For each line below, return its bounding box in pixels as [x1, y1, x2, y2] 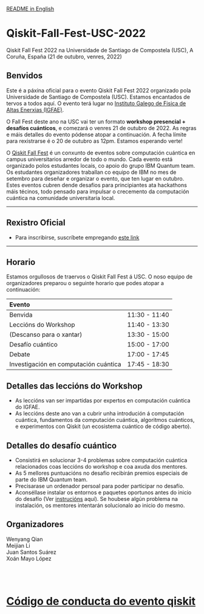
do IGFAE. [15, 404, 41, 411]
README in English [6, 5, 55, 12]
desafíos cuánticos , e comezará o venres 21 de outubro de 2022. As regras [6, 124, 197, 131]
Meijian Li [6, 542, 30, 549]
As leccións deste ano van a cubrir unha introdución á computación [15, 410, 185, 417]
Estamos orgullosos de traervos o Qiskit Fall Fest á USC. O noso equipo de [6, 273, 193, 280]
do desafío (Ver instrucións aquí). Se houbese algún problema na [15, 495, 178, 502]
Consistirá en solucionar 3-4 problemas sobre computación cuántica [15, 457, 188, 464]
